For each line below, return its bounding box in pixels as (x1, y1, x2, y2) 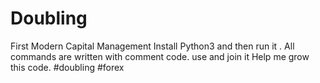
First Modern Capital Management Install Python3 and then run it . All (10, 40, 295, 52)
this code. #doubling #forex (10, 61, 125, 73)
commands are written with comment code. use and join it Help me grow (10, 50, 310, 62)
